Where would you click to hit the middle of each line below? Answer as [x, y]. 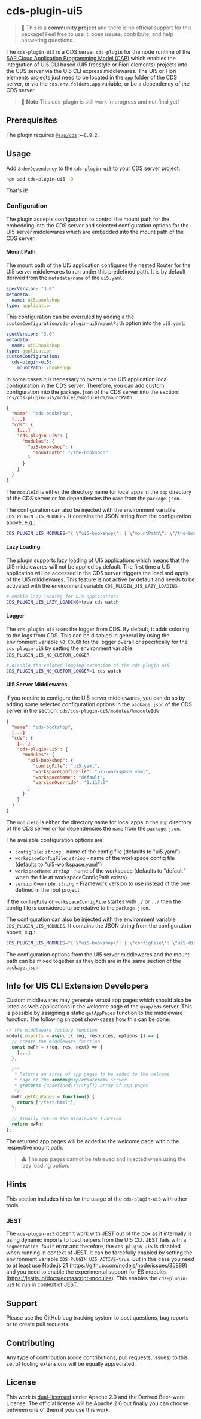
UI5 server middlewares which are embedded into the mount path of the [95, 232]
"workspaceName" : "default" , [69, 777]
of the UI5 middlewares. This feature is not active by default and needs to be [100, 579]
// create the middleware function [56, 1042]
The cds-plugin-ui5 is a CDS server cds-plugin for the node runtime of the [98, 51]
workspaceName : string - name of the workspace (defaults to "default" [100, 870]
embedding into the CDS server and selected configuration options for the [98, 225]
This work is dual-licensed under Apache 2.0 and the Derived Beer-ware [96, 1397]
